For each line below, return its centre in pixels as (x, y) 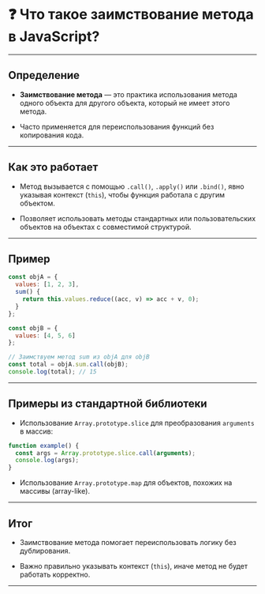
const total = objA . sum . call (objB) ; (68, 365)
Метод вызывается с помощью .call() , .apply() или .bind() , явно (132, 186)
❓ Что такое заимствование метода (131, 15)
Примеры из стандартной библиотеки (108, 404)
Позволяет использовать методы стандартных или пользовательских (138, 218)
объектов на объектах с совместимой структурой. (105, 227)
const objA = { (33, 277)
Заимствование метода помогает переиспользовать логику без (128, 542)
